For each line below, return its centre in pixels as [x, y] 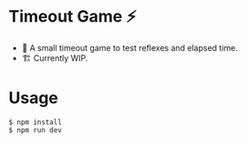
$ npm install [36, 122]
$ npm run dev [36, 130]
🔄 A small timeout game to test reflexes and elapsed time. [129, 48]
